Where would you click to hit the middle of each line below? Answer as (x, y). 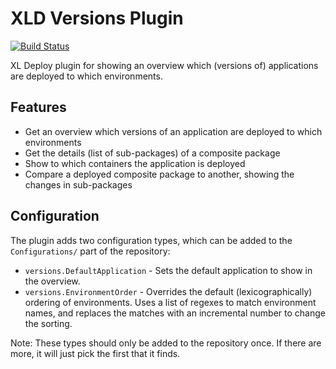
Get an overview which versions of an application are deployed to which (173, 131)
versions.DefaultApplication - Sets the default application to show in (168, 270)
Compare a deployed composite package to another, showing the (159, 174)
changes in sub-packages (78, 184)
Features (38, 107)
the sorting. (48, 323)
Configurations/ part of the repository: (90, 251)
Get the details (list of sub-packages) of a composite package (152, 153)
